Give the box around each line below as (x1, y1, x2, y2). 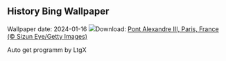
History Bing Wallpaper (7, 6, 110, 17)
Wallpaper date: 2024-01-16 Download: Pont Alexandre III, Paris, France (7, 24, 220, 33)
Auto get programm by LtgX (7, 45, 87, 54)
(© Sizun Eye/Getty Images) (7, 32, 88, 40)
